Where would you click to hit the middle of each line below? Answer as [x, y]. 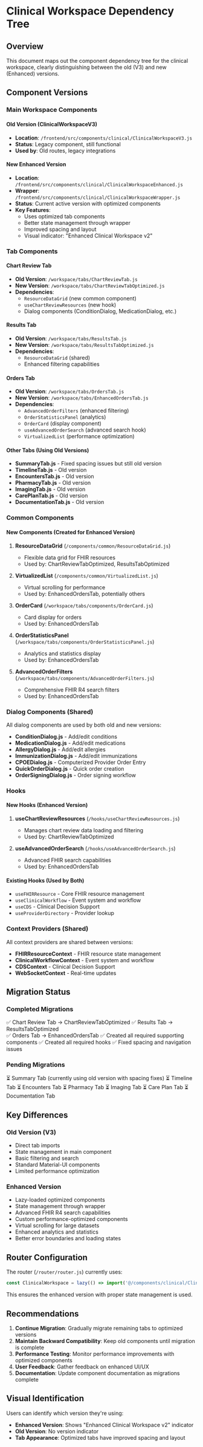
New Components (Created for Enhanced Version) [71, 532]
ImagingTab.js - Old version [50, 489]
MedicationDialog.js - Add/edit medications [70, 743]
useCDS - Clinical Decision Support [57, 907]
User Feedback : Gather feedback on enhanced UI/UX [82, 1367]
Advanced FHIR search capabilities [68, 860]
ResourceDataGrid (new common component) [80, 298]
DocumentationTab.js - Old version [60, 502]
